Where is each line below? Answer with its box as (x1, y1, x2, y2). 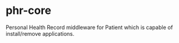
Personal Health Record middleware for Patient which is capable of (5, 24, 174, 31)
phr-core (5, 4, 52, 18)
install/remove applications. (5, 30, 75, 37)
